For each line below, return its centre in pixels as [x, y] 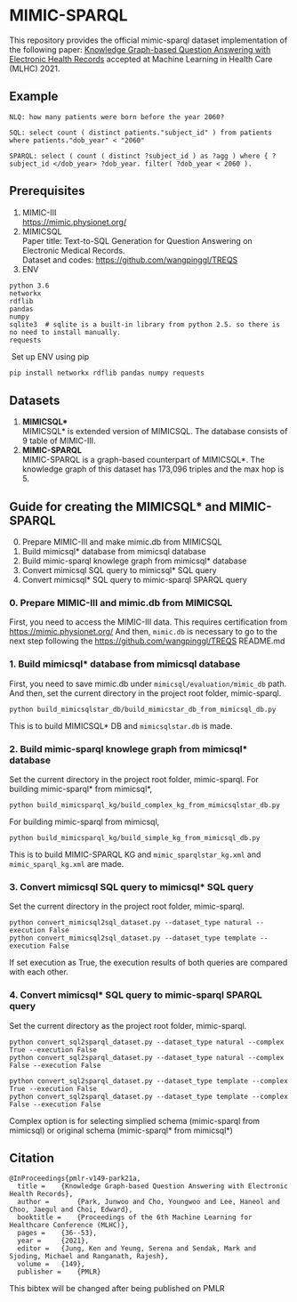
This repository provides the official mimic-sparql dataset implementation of [148, 40]
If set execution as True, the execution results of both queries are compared [148, 963]
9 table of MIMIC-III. [59, 441]
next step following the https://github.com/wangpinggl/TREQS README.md [147, 641]
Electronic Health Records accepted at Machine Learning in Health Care [141, 59]
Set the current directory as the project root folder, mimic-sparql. [128, 1025]
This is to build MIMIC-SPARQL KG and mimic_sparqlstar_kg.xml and [135, 854]
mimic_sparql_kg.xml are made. [67, 863]
